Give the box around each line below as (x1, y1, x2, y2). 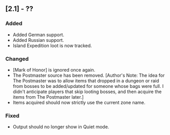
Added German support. (12, 31, 65, 38)
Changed (5, 55, 29, 62)
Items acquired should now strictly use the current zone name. (12, 99, 145, 105)
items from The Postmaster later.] (12, 94, 84, 100)
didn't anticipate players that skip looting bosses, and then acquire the (12, 88, 162, 95)
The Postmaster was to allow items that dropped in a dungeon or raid (12, 77, 159, 84)
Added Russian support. (12, 37, 64, 43)
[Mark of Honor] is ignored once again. (12, 66, 96, 73)
